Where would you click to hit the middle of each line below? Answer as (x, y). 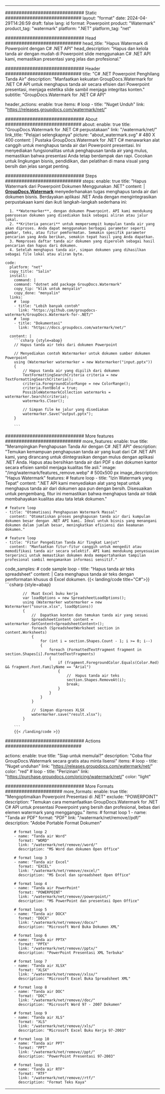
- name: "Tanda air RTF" (39, 1069)
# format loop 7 (31, 961)
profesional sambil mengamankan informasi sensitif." (61, 560)
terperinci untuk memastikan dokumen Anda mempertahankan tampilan (76, 555)
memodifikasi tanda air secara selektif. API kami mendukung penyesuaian (82, 551)
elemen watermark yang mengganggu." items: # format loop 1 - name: (76, 812)
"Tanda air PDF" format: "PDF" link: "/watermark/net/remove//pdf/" (73, 818)
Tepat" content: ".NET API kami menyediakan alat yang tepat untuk (73, 483)
